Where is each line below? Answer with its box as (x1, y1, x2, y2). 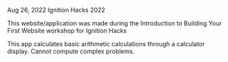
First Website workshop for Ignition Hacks (7, 27, 127, 34)
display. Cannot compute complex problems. (7, 48, 135, 55)
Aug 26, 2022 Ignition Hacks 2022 (7, 6, 105, 14)
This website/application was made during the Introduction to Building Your (7, 19, 222, 27)
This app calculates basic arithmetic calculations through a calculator (7, 40, 206, 48)
